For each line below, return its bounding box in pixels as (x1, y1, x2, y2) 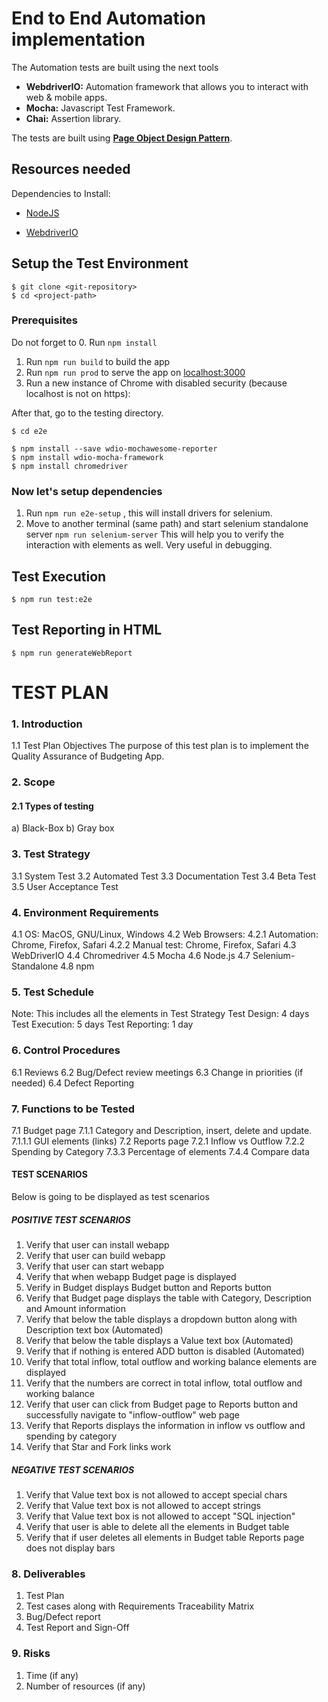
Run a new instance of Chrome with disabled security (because (25, 377, 288, 389)
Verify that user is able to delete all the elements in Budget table (25, 1521, 290, 1533)
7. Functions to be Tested (11, 1102, 136, 1116)
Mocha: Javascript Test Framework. (25, 102, 176, 114)
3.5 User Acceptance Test (11, 880, 119, 892)
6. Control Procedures (11, 1043, 121, 1057)
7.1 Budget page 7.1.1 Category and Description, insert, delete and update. (11, 1124, 313, 1136)
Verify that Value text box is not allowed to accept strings (25, 1500, 261, 1512)
